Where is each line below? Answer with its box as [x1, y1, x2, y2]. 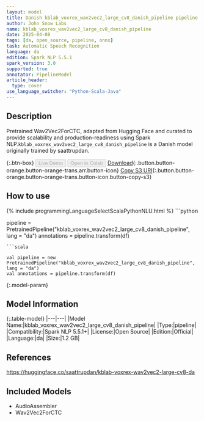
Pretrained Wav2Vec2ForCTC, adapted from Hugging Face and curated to [6, 127, 192, 134]
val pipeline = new [6, 254, 56, 260]
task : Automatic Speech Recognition [6, 43, 100, 49]
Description [6, 111, 52, 122]
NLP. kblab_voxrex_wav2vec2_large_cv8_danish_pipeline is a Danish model [6, 140, 193, 147]
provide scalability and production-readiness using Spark [6, 134, 151, 141]
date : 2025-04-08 [6, 32, 51, 38]
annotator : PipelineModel [6, 71, 72, 78]
